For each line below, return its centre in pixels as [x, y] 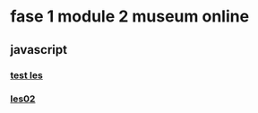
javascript [39, 50]
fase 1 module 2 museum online [130, 17]
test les [26, 75]
